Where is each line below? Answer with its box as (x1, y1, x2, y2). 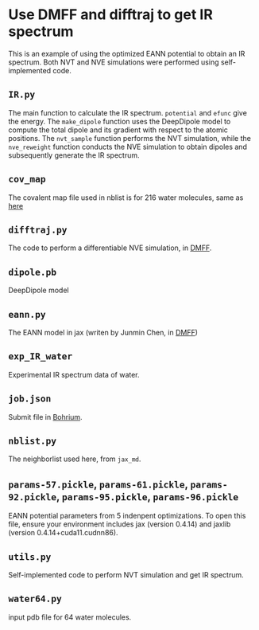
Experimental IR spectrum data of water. (8, 370, 141, 379)
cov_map (8, 174, 46, 185)
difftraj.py (8, 224, 68, 236)
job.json (8, 393, 52, 405)
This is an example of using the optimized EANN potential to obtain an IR (8, 49, 245, 58)
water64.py (8, 593, 62, 605)
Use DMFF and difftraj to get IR (8, 6, 213, 24)
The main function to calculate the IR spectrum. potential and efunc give (8, 108, 248, 117)
